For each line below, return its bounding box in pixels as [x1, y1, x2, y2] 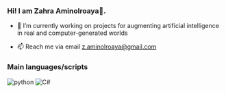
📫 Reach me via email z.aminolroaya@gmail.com [16, 42, 157, 51]
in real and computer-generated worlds [16, 29, 128, 37]
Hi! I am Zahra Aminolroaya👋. [7, 6, 106, 16]
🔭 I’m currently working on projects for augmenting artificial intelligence [16, 22, 219, 30]
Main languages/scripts [7, 62, 88, 72]
